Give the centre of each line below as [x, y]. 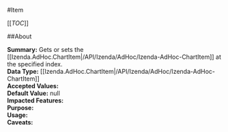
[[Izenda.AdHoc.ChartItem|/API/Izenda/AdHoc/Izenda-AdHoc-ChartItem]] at [114, 57]
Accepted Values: [33, 86]
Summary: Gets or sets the [45, 50]
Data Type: [23, 71]
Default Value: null [33, 93]
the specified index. [35, 64]
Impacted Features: [35, 101]
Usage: [18, 115]
